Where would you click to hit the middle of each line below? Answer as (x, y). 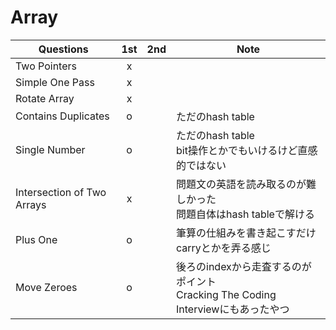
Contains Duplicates (62, 116)
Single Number (50, 149)
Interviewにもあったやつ (233, 309)
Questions (63, 49)
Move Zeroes (46, 287)
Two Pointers (46, 66)
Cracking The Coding (226, 294)
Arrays (31, 204)
